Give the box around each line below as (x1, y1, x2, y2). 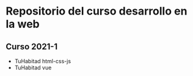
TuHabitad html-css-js (14, 58, 71, 64)
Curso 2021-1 (5, 41, 58, 52)
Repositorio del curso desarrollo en (5, 4, 188, 18)
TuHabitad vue (14, 64, 52, 71)
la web (5, 17, 40, 31)
